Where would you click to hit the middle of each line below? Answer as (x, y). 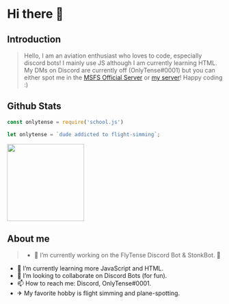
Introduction (34, 39)
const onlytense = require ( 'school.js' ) (66, 122)
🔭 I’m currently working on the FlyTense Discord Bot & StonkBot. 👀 (127, 255)
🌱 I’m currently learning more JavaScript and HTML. (90, 268)
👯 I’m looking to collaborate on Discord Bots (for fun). (92, 276)
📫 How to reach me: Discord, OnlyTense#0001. (84, 283)
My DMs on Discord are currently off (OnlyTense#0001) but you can (119, 70)
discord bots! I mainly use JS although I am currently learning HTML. (120, 63)
